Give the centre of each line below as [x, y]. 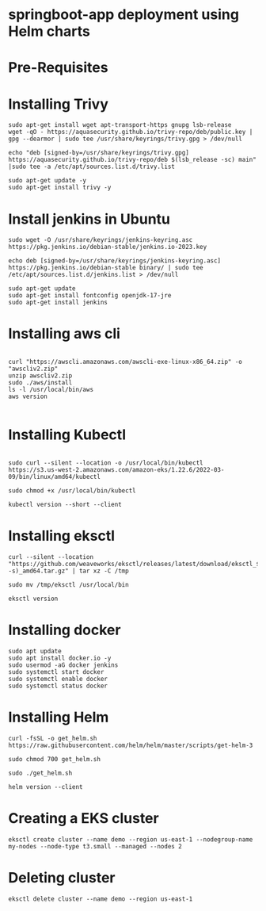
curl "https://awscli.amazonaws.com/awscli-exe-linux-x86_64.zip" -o [125, 362]
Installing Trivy [59, 104]
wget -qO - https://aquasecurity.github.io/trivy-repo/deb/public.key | [131, 132]
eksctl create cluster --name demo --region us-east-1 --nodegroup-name [131, 839]
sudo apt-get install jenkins [58, 303]
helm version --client [46, 787]
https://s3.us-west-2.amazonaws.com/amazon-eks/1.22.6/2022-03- [116, 470]
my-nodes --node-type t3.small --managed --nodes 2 [95, 846]
